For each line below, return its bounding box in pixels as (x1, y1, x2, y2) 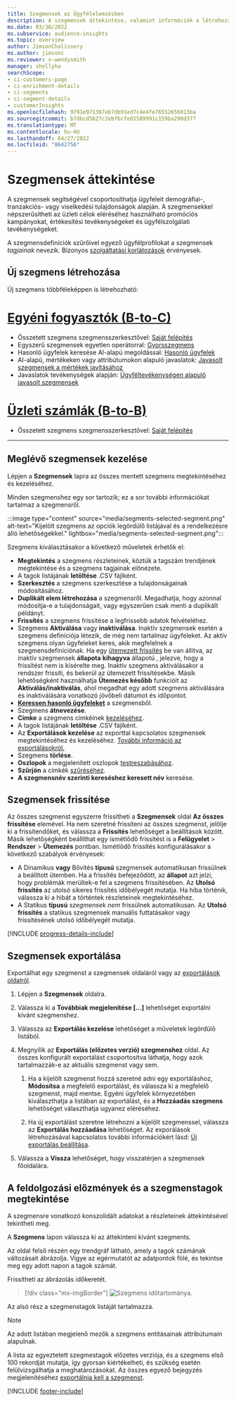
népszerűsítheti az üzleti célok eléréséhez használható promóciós (7, 210, 198, 218)
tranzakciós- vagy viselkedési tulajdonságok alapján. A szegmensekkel (7, 202, 213, 211)
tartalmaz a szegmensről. (7, 500, 81, 509)
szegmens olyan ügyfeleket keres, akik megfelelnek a (17, 638, 173, 647)
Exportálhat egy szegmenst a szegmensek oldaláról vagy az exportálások (7, 969, 221, 977)
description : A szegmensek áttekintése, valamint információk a (7, 17, 199, 24)
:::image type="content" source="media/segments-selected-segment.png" (7, 514, 225, 522)
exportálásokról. (17, 743, 65, 752)
